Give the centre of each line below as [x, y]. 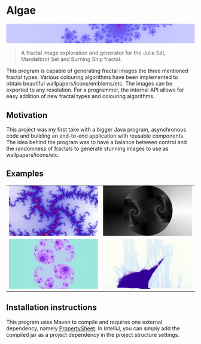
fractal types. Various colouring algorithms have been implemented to [92, 77]
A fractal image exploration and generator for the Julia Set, [93, 53]
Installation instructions [51, 308]
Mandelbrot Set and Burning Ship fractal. [71, 59]
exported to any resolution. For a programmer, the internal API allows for [95, 90]
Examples [25, 174]
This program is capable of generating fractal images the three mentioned [97, 71]
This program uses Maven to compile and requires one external [84, 322]
